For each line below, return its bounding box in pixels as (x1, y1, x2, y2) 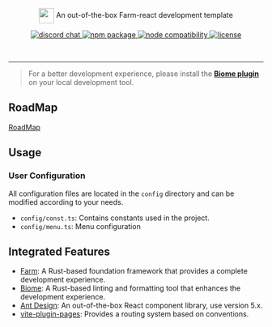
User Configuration (8, 170, 86, 181)
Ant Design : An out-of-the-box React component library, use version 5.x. (19, 300, 263, 311)
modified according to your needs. (8, 197, 124, 206)
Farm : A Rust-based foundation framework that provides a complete (19, 266, 249, 276)
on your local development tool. (28, 78, 134, 87)
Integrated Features (8, 244, 111, 258)
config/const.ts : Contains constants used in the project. (19, 213, 210, 223)
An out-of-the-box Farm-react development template (56, 10, 233, 19)
